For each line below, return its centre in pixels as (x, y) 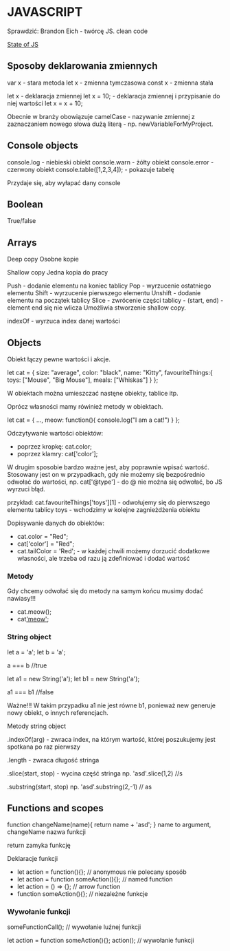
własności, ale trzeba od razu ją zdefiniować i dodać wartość (103, 558)
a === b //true (27, 665)
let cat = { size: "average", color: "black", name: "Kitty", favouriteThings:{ (110, 373)
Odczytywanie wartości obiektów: (55, 433)
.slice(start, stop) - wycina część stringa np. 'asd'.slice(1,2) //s (95, 773)
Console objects (43, 146)
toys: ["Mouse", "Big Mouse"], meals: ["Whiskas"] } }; (83, 380)
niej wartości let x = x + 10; (45, 103)
